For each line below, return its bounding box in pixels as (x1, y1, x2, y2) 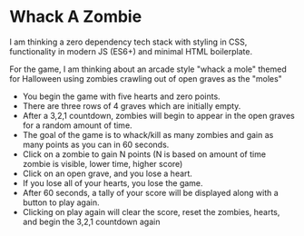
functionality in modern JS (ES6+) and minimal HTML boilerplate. (9, 45, 252, 56)
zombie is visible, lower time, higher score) (22, 158, 183, 169)
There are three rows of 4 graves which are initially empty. (22, 100, 241, 111)
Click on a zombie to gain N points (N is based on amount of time (22, 148, 266, 160)
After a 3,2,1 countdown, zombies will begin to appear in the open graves (22, 110, 295, 121)
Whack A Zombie (9, 6, 142, 27)
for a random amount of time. (22, 120, 133, 131)
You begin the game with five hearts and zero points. (22, 91, 221, 102)
